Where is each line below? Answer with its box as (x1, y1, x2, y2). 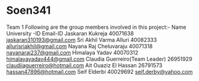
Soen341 (6, 4, 51, 17)
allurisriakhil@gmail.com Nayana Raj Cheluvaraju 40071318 (6, 43, 153, 50)
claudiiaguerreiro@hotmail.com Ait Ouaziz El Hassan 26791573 (6, 61, 163, 69)
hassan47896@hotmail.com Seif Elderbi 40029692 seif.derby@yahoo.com (6, 68, 193, 75)
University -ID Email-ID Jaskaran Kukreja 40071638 (6, 29, 134, 37)
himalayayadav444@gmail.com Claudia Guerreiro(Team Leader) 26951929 (6, 55, 193, 62)
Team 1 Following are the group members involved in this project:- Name (6, 23, 187, 31)
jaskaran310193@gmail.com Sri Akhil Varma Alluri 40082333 (6, 36, 157, 43)
